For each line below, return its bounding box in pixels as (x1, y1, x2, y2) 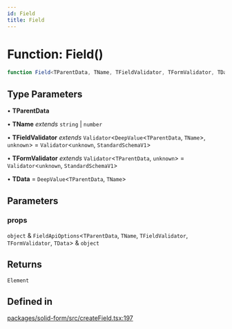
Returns (7, 258, 43, 270)
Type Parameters (7, 88, 83, 100)
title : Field (7, 17, 45, 23)
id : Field (7, 10, 36, 17)
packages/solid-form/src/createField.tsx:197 (7, 314, 133, 322)
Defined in (7, 296, 53, 308)
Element (7, 277, 30, 284)
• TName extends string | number (7, 120, 102, 129)
